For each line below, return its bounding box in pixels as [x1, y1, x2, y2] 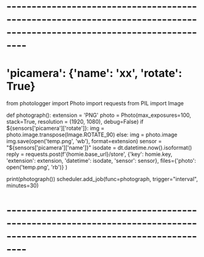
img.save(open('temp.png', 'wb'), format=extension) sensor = [6, 138, 162, 145]
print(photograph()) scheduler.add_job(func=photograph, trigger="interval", [6, 176, 198, 183]
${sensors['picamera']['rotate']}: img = [6, 125, 105, 132]
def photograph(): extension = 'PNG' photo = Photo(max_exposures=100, [6, 111, 192, 119]
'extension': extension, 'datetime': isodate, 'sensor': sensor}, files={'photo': [6, 157, 196, 165]
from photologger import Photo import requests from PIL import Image [6, 100, 184, 107]
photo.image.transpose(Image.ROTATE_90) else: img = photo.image [6, 131, 178, 138]
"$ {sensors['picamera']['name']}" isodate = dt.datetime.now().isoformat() [6, 144, 192, 152]
